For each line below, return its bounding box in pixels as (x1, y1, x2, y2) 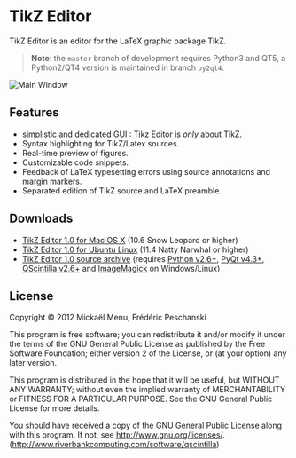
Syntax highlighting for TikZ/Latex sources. (21, 138, 180, 148)
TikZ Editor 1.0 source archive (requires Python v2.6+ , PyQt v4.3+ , (21, 253, 265, 264)
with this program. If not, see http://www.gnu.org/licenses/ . (9, 430, 226, 440)
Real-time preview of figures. (21, 147, 129, 158)
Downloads (9, 211, 74, 226)
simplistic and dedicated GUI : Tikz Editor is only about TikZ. (21, 129, 242, 139)
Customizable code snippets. (21, 157, 129, 168)
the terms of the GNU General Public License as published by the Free (9, 339, 266, 350)
